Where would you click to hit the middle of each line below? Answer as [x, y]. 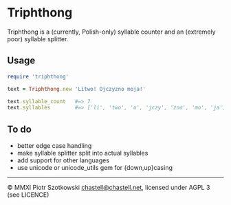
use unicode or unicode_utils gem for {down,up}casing [95, 168]
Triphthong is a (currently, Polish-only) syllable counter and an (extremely [111, 32]
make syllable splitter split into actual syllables [82, 153]
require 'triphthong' [38, 76]
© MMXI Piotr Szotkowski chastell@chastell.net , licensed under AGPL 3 [109, 188]
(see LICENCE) [28, 195]
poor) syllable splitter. [38, 39]
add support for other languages [63, 160]
